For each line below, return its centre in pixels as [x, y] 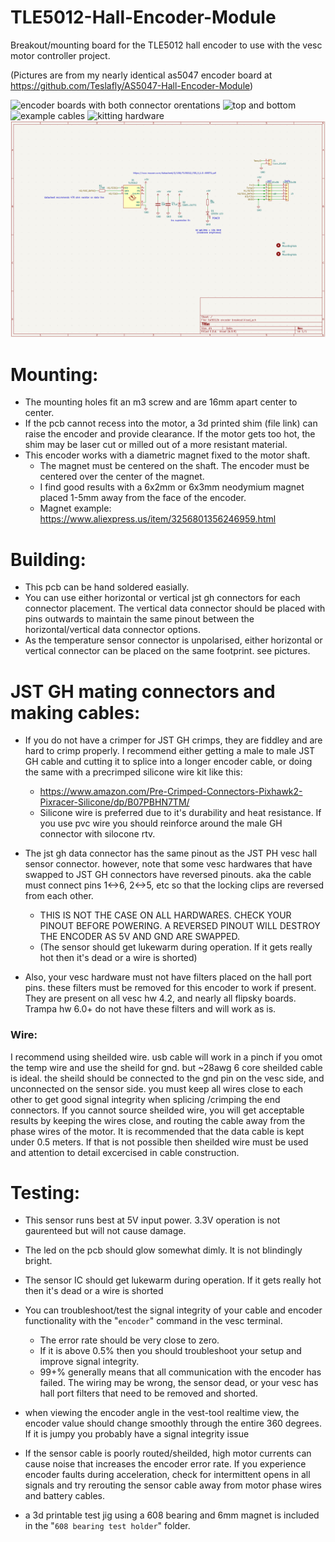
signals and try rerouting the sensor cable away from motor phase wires [173, 1485]
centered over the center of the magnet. [122, 477]
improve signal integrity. [89, 1362]
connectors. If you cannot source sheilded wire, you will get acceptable [157, 1110]
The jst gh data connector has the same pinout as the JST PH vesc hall [171, 853]
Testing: [45, 1192]
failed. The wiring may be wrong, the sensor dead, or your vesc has [179, 1383]
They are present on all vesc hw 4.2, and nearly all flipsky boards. [160, 998]
